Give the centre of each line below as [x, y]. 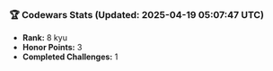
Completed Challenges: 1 [70, 57]
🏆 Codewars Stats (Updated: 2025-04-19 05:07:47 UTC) [137, 14]
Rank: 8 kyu [44, 38]
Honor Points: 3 [52, 48]
